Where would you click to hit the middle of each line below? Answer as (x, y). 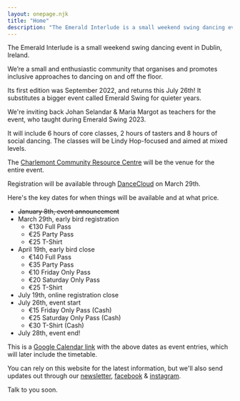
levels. (17, 149)
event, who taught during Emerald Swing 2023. (77, 119)
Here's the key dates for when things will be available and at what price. (113, 198)
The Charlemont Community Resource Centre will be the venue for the (111, 162)
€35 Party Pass (51, 264)
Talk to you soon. (33, 390)
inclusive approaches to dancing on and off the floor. (85, 76)
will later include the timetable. (52, 355)
